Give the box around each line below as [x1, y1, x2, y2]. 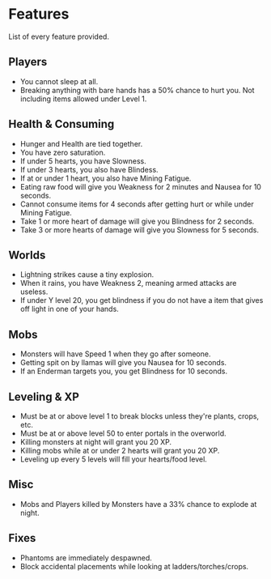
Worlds [8, 248, 46, 262]
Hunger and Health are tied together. [19, 138, 143, 148]
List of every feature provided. [8, 32, 109, 41]
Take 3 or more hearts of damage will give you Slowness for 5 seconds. [19, 224, 259, 235]
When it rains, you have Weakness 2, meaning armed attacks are [19, 279, 237, 288]
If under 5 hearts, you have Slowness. [19, 155, 147, 166]
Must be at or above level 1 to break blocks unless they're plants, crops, [19, 411, 260, 421]
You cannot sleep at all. [19, 76, 99, 86]
